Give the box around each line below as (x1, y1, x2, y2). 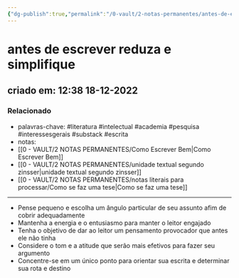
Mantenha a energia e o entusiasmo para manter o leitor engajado (17, 218, 211, 227)
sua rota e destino (17, 264, 71, 272)
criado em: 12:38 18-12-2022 (7, 85, 139, 97)
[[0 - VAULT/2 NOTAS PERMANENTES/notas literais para (17, 175, 184, 184)
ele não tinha (17, 233, 56, 242)
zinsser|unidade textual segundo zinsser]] (17, 168, 142, 176)
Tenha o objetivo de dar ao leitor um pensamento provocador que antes (17, 226, 228, 235)
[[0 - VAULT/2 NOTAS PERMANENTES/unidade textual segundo (17, 160, 204, 168)
